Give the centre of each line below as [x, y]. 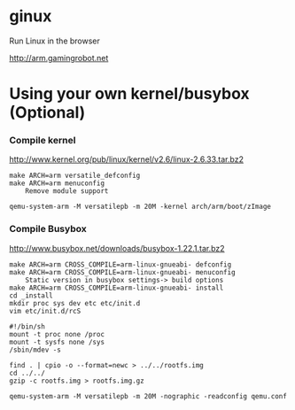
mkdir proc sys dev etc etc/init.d [75, 303]
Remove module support [67, 191]
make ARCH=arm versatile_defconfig [75, 176]
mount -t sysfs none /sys [57, 342]
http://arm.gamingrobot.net [59, 58]
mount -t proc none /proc [57, 334]
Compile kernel [43, 141]
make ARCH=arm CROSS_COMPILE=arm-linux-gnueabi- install [116, 288]
